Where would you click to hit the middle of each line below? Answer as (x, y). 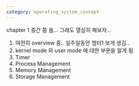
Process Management (43, 64)
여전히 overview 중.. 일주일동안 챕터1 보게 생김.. (72, 42)
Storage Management (42, 76)
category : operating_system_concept (53, 12)
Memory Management (43, 70)
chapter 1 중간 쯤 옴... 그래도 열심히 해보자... (59, 30)
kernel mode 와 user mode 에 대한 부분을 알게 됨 (74, 50)
